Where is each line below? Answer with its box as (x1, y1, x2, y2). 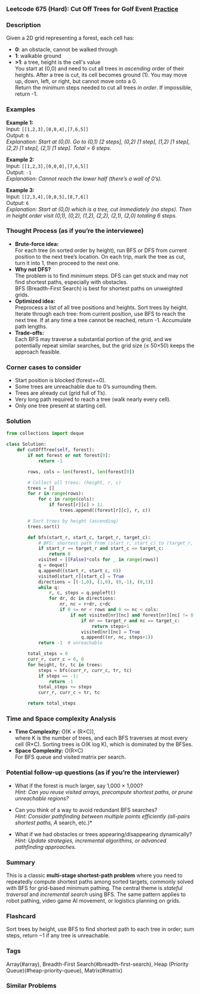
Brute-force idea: (14, 240, 59, 247)
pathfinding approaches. (14, 843, 76, 850)
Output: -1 (6, 168, 32, 176)
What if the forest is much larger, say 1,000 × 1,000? (14, 782, 143, 789)
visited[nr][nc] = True (81, 629, 140, 635)
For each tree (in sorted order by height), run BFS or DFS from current (14, 247, 187, 254)
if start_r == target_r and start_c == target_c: (38, 545, 164, 551)
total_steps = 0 (27, 651, 68, 657)
